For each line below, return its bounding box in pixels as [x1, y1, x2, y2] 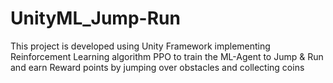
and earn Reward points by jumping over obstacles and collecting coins [10, 61, 305, 73]
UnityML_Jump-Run [10, 7, 181, 30]
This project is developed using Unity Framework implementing [10, 40, 271, 52]
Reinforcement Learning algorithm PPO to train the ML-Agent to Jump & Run [10, 50, 324, 62]
